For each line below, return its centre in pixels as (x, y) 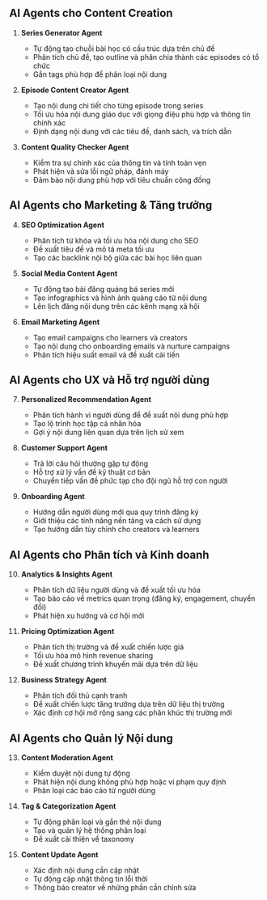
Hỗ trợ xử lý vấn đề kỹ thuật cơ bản (91, 472)
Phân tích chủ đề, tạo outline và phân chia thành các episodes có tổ (146, 57)
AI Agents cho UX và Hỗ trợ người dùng (109, 380)
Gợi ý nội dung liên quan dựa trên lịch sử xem (108, 433)
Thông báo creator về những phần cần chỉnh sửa (114, 888)
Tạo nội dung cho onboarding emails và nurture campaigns (131, 346)
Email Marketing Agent (60, 322)
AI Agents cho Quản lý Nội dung (91, 738)
